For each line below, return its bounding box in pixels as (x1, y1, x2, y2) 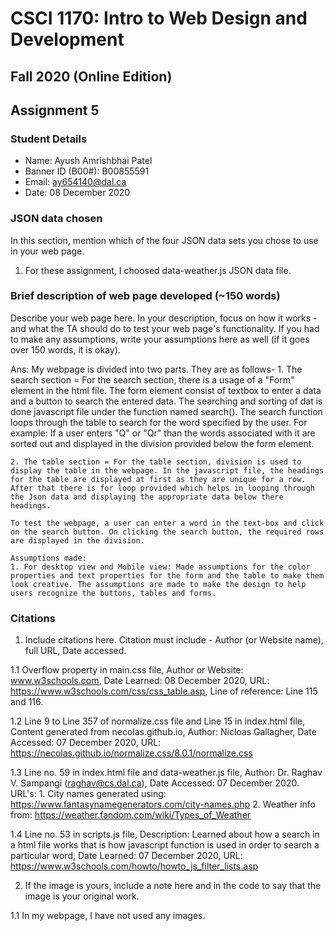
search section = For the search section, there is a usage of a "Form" (10, 373, 295, 386)
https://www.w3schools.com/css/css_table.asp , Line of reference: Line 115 (10, 685, 318, 697)
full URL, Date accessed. (24, 645, 127, 657)
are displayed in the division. (10, 535, 145, 546)
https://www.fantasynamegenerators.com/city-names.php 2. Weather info (10, 798, 317, 811)
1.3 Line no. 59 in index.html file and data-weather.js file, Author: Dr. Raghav (10, 767, 323, 779)
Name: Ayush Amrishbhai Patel (24, 155, 153, 167)
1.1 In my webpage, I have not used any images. (10, 910, 206, 922)
